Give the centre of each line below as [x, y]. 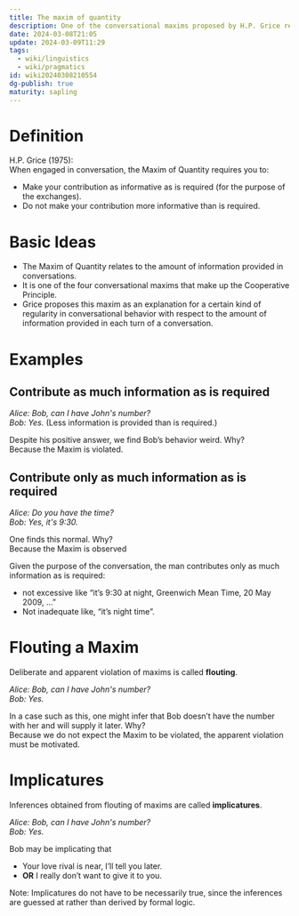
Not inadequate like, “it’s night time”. [89, 612]
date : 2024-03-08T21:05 [53, 34]
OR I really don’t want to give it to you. [92, 876]
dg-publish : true [41, 84]
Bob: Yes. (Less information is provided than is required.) [113, 422]
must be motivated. [44, 744]
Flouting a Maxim [74, 648]
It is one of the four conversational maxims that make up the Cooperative [156, 285]
